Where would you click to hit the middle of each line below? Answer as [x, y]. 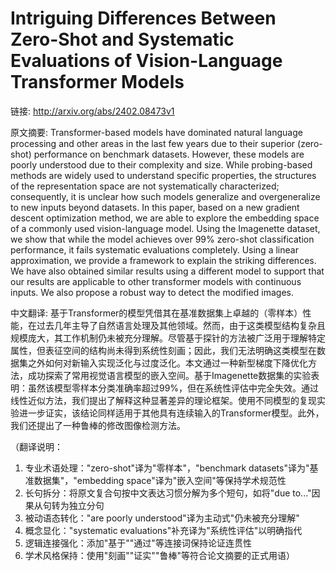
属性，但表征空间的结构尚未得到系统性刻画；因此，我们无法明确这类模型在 [163, 350]
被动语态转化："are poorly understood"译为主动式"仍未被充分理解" [162, 518]
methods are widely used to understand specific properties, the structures [163, 175]
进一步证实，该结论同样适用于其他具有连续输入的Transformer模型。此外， [171, 413]
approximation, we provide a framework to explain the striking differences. [163, 260]
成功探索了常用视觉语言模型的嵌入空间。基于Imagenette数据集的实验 [169, 375]
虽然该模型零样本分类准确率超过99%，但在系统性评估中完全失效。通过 [173, 388]
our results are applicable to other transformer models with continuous [156, 281]
